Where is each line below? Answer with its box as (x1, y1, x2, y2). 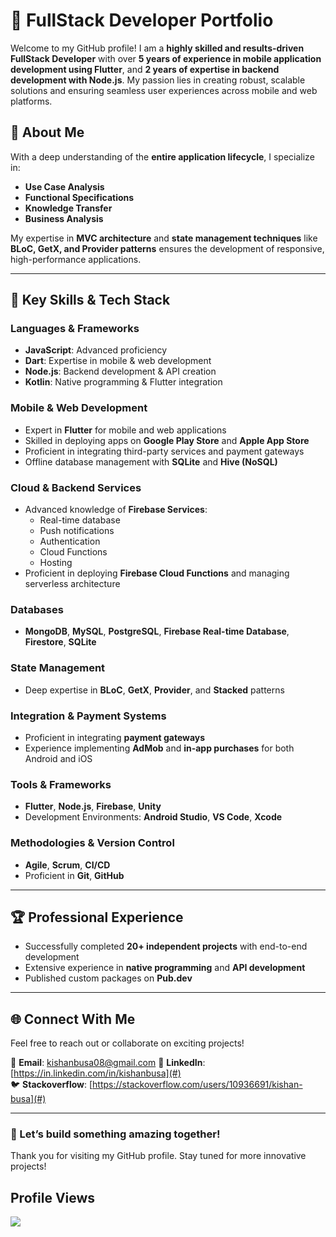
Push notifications (39, 525, 115, 537)
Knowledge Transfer (24, 202, 113, 214)
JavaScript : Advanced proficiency (24, 344, 168, 356)
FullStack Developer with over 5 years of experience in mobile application (10, 52, 322, 64)
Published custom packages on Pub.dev (24, 972, 193, 984)
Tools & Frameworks (10, 777, 112, 791)
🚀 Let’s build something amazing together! (10, 1127, 221, 1141)
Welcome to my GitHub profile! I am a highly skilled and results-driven (10, 42, 305, 54)
